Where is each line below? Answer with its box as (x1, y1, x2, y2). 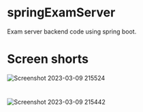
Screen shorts (7, 51, 89, 67)
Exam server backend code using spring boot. (7, 27, 137, 36)
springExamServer (7, 5, 116, 20)
